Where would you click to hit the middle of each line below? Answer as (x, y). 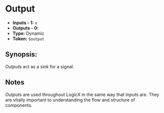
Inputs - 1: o (25, 23)
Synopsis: (21, 54)
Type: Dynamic (28, 33)
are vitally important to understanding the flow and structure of (70, 100)
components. (19, 105)
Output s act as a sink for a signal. (40, 66)
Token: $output (28, 39)
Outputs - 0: (26, 28)
